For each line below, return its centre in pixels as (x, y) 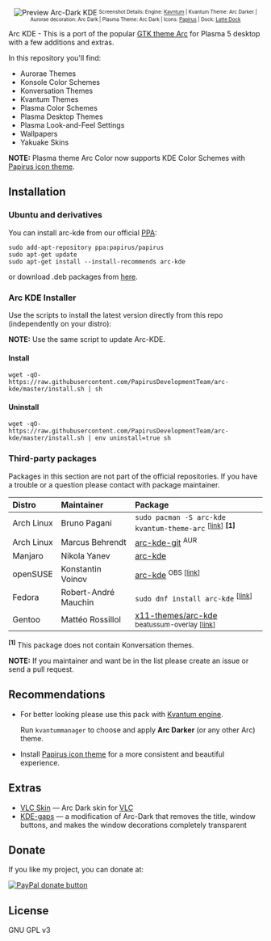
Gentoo (26, 620)
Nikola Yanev (85, 556)
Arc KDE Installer (42, 297)
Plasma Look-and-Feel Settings (72, 125)
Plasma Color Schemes (59, 108)
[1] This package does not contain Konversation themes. (102, 644)
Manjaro (28, 556)
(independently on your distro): (60, 323)
